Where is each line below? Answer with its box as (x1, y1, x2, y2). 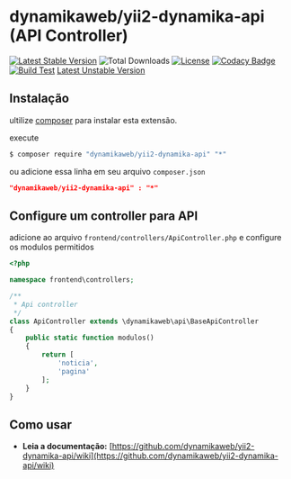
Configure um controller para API (9, 208, 198, 223)
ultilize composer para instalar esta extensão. (9, 114, 178, 125)
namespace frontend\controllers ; (9, 276, 135, 285)
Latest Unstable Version (57, 65, 145, 76)
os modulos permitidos (9, 241, 94, 253)
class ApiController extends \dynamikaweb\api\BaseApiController (9, 317, 259, 326)
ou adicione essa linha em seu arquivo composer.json (9, 166, 206, 176)
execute (9, 132, 40, 143)
